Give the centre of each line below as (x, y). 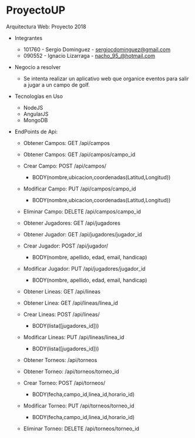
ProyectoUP (36, 10)
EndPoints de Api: (36, 131)
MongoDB (36, 120)
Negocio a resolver (38, 67)
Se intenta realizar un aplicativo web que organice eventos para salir (106, 78)
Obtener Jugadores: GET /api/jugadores (72, 223)
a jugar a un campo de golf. (56, 85)
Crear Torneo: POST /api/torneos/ (64, 383)
